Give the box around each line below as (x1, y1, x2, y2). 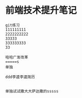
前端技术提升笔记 (5, 5, 77, 16)
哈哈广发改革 (5, 54, 29, 60)
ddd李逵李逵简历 (5, 74, 35, 79)
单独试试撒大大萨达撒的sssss (5, 88, 59, 94)
